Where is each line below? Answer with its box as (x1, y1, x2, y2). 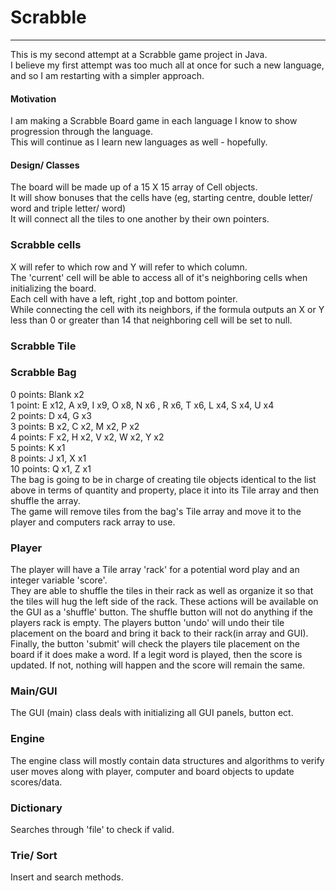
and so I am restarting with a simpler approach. (10, 69, 205, 81)
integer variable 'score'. (10, 574, 108, 586)
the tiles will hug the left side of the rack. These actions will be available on (10, 596, 319, 608)
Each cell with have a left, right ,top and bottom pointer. (10, 292, 238, 305)
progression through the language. (10, 126, 153, 138)
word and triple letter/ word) (10, 202, 127, 215)
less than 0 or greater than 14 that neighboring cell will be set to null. (10, 314, 293, 326)
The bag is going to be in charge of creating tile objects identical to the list (10, 473, 317, 485)
